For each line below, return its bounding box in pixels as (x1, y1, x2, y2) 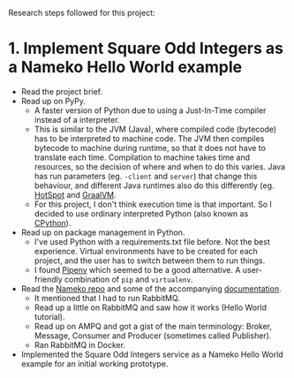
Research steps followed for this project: (8, 8, 155, 18)
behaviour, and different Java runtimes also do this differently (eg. (34, 180, 275, 191)
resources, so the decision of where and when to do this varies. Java (34, 161, 286, 171)
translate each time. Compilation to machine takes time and (34, 152, 251, 163)
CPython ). (34, 217, 72, 228)
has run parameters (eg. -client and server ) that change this (34, 170, 258, 181)
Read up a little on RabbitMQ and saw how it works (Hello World (34, 302, 267, 313)
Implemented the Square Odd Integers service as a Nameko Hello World (20, 349, 283, 359)
